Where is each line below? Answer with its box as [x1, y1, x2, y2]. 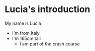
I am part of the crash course [19, 40, 80, 46]
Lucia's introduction [5, 4, 90, 15]
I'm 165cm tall [12, 35, 41, 41]
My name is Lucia [5, 20, 41, 26]
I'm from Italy [12, 30, 40, 36]
